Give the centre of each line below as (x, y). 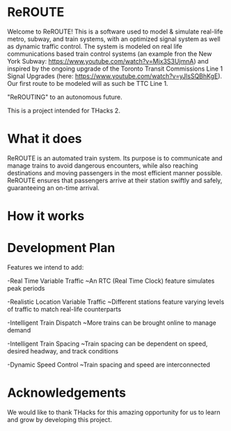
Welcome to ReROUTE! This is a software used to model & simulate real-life (115, 31)
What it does (45, 139)
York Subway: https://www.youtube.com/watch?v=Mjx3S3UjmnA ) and (108, 61)
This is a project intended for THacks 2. (64, 110)
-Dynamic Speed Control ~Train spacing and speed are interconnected (109, 365)
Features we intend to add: (46, 267)
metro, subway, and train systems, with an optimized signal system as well (114, 38)
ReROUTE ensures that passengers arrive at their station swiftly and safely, (115, 180)
